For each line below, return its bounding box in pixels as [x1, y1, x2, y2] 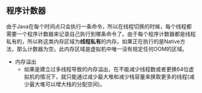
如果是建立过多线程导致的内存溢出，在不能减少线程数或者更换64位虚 [23, 65, 194, 73]
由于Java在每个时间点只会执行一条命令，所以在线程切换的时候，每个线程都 [6, 23, 192, 30]
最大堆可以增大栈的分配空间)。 [29, 80, 105, 88]
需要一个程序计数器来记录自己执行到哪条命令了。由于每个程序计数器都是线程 [6, 30, 196, 37]
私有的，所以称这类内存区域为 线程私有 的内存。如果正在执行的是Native [6, 38, 180, 45]
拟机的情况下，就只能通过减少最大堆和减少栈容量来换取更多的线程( [23, 73, 189, 80]
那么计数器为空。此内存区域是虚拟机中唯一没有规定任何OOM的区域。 [16, 45, 188, 52]
